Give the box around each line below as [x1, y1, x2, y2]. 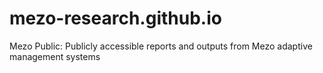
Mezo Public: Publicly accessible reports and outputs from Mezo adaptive [9, 40, 313, 52]
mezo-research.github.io [9, 7, 222, 30]
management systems [9, 50, 101, 62]
